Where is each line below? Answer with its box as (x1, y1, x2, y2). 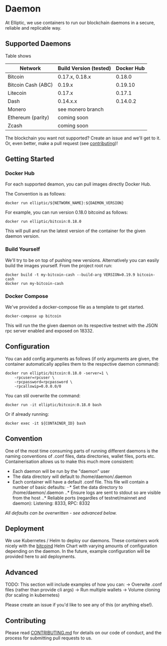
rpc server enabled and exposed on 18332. (5, 328, 94, 334)
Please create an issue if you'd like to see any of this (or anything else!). (5, 602, 153, 608)
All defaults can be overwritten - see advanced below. (5, 510, 117, 516)
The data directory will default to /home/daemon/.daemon (12, 473, 132, 479)
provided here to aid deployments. (5, 554, 76, 560)
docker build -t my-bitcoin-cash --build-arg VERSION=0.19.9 (5, 272, 135, 277)
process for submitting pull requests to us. (5, 635, 92, 641)
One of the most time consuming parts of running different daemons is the (5, 447, 158, 454)
